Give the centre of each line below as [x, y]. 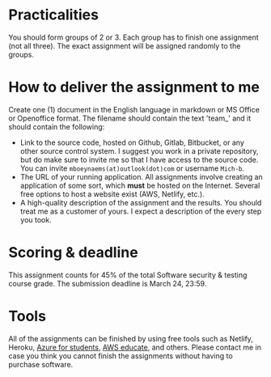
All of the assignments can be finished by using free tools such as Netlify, [131, 338]
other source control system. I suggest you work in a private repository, [139, 150]
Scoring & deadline [74, 253]
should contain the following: [57, 126]
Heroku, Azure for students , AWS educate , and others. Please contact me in [135, 347]
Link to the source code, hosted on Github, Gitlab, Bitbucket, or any [132, 142]
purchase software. [41, 364]
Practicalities [54, 15]
